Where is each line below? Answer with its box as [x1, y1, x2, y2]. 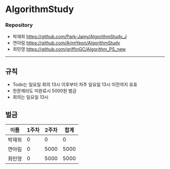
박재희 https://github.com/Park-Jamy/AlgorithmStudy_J [12, 34, 127, 40]
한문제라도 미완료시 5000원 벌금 [12, 88, 77, 94]
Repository [5, 22, 33, 29]
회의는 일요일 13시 [12, 94, 49, 100]
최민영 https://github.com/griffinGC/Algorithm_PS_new [12, 46, 126, 52]
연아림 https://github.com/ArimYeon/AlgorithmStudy [12, 40, 120, 46]
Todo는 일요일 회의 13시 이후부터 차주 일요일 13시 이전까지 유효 [12, 82, 138, 88]
